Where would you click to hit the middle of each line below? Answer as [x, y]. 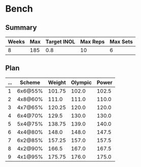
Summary [21, 28]
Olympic [81, 82]
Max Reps [93, 42]
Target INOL [60, 42]
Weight [57, 82]
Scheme [30, 82]
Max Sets [121, 42]
